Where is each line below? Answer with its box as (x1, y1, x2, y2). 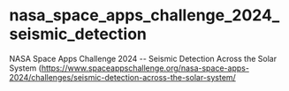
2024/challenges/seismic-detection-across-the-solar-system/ (9, 72, 236, 82)
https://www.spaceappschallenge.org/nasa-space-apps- (41, 63, 250, 73)
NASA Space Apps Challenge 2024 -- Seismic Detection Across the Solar (9, 53, 277, 64)
